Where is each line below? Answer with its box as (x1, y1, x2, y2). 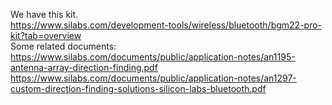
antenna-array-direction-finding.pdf (10, 62, 158, 73)
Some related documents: (10, 40, 117, 52)
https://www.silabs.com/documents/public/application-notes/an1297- (10, 72, 297, 84)
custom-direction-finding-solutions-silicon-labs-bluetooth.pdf (10, 83, 267, 94)
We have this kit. (10, 9, 79, 20)
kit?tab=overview (10, 30, 82, 41)
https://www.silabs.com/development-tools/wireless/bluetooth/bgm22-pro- (10, 19, 323, 31)
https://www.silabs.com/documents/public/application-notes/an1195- (10, 51, 296, 63)
